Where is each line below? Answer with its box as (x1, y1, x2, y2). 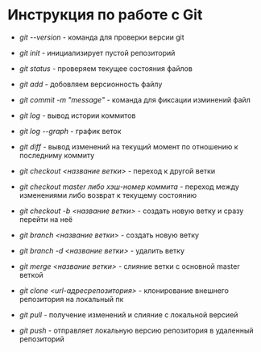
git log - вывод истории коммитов (19, 111, 136, 120)
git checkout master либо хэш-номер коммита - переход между (19, 182, 239, 191)
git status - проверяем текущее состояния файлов (19, 63, 193, 73)
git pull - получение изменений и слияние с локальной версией (19, 309, 238, 320)
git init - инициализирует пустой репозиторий (19, 48, 176, 57)
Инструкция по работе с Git (7, 6, 203, 24)
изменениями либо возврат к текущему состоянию (19, 190, 197, 199)
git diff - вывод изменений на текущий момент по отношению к (19, 141, 238, 151)
